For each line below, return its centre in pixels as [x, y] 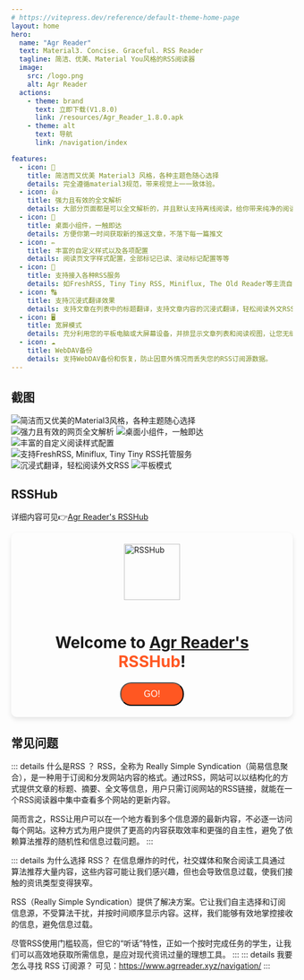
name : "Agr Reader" [55, 43]
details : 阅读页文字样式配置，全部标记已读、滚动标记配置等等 [128, 259]
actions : [35, 92]
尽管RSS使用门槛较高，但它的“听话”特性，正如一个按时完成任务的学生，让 [148, 943]
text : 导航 [54, 134]
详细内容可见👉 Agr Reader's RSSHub [80, 517]
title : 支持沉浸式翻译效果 [71, 300]
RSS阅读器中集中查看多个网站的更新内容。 [97, 800]
